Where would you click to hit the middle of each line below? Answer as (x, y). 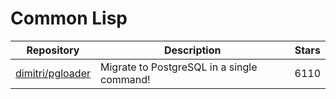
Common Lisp (69, 18)
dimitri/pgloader (53, 73)
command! (125, 79)
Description (193, 50)
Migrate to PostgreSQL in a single (178, 67)
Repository (53, 50)
